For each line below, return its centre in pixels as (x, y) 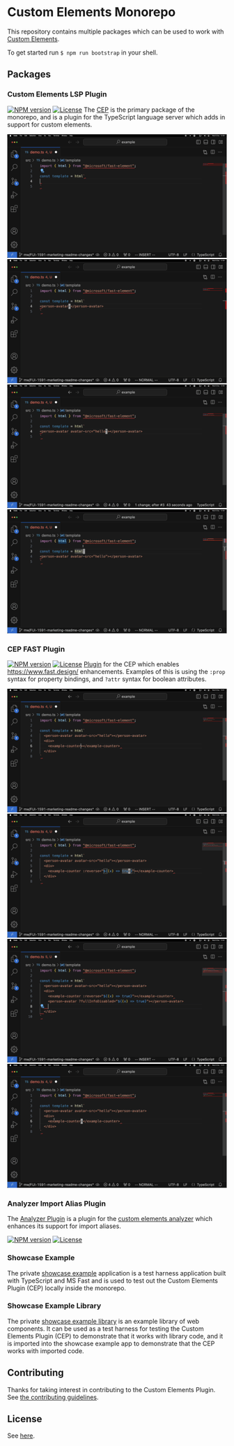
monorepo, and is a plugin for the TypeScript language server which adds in (116, 117)
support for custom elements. (50, 124)
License (25, 1419)
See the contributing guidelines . (53, 1397)
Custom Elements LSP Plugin (57, 94)
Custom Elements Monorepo (92, 12)
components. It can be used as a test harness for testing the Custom (106, 1329)
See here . (21, 1436)
